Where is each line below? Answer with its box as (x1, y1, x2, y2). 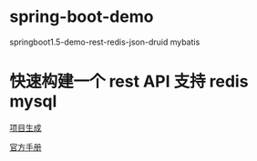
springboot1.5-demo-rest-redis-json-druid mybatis (9, 36, 200, 47)
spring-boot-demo (9, 6, 154, 27)
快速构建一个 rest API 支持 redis (9, 71, 249, 92)
